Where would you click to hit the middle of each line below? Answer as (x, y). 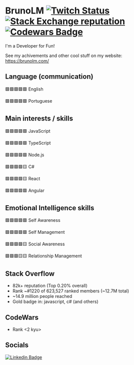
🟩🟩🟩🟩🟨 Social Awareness (35, 244)
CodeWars (22, 317)
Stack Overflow (30, 274)
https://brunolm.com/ (27, 61)
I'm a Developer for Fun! (30, 46)
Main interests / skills (39, 118)
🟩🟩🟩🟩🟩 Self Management (35, 232)
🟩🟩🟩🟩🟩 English (24, 89)
